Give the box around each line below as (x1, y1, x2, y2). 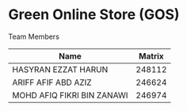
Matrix (138, 50, 164, 61)
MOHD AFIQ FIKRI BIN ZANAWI (12, 90, 128, 101)
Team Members (8, 32, 59, 41)
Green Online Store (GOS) (8, 6, 180, 24)
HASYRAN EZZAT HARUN (12, 63, 109, 75)
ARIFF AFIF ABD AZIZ (12, 77, 93, 88)
